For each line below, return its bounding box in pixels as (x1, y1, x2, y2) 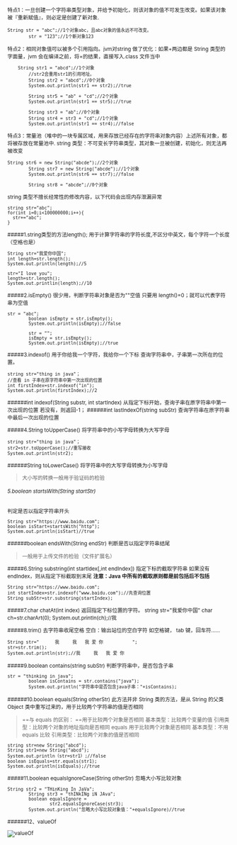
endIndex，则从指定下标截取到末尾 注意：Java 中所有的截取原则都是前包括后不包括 (7, 573, 210, 580)
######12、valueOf (7, 818, 57, 826)
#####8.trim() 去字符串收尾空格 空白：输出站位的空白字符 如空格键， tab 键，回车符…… (7, 627, 221, 634)
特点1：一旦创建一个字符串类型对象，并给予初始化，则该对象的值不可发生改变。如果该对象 (7, 6, 226, 13)
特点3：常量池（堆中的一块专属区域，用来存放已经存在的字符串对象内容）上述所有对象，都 (7, 132, 228, 140)
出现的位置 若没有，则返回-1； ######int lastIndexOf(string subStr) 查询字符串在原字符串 (12, 406, 230, 413)
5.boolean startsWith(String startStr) (7, 488, 96, 495)
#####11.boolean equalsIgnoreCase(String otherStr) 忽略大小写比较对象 (7, 775, 182, 782)
